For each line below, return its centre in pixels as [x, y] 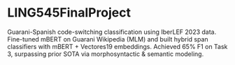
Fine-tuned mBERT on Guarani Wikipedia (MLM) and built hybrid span [108, 39]
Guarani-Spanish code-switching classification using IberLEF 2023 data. [112, 32]
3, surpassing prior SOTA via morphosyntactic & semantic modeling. [106, 54]
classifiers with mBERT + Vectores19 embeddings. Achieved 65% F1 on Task [117, 46]
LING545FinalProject [69, 13]
